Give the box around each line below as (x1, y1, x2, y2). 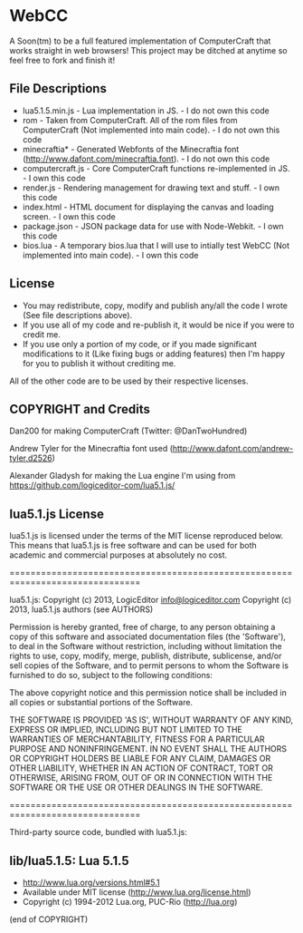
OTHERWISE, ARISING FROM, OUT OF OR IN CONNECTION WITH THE (9, 773, 273, 783)
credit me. (22, 328, 61, 340)
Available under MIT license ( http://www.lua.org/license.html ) (22, 887, 251, 898)
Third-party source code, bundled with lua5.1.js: (9, 827, 187, 838)
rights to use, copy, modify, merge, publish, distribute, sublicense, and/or (9, 650, 282, 662)
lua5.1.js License (9, 506, 104, 521)
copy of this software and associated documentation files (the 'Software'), (9, 631, 287, 642)
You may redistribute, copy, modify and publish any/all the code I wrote (22, 300, 288, 311)
